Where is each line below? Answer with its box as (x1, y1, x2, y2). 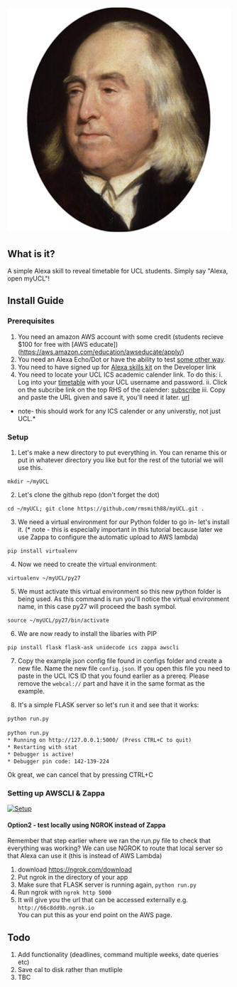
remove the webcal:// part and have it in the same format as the (17, 679, 205, 687)
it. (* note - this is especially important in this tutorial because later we (17, 525, 224, 533)
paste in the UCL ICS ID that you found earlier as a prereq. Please (17, 672, 209, 680)
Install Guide (7, 295, 65, 307)
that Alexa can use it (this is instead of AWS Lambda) (7, 852, 162, 860)
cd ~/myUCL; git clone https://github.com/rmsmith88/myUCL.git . (7, 505, 204, 512)
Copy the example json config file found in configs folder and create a (17, 656, 223, 665)
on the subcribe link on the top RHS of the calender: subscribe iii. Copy (17, 385, 226, 394)
